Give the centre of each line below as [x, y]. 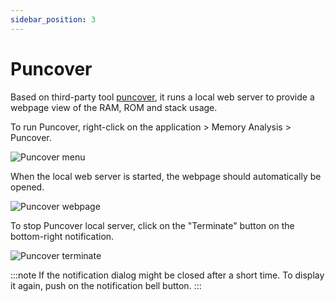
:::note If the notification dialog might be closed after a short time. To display [167, 275]
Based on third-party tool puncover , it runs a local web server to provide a [162, 97]
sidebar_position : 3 [53, 19]
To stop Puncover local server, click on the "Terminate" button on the [152, 225]
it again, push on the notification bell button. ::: [106, 285]
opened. [27, 187]
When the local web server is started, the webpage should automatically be [166, 176]
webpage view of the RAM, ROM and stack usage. [114, 107]
